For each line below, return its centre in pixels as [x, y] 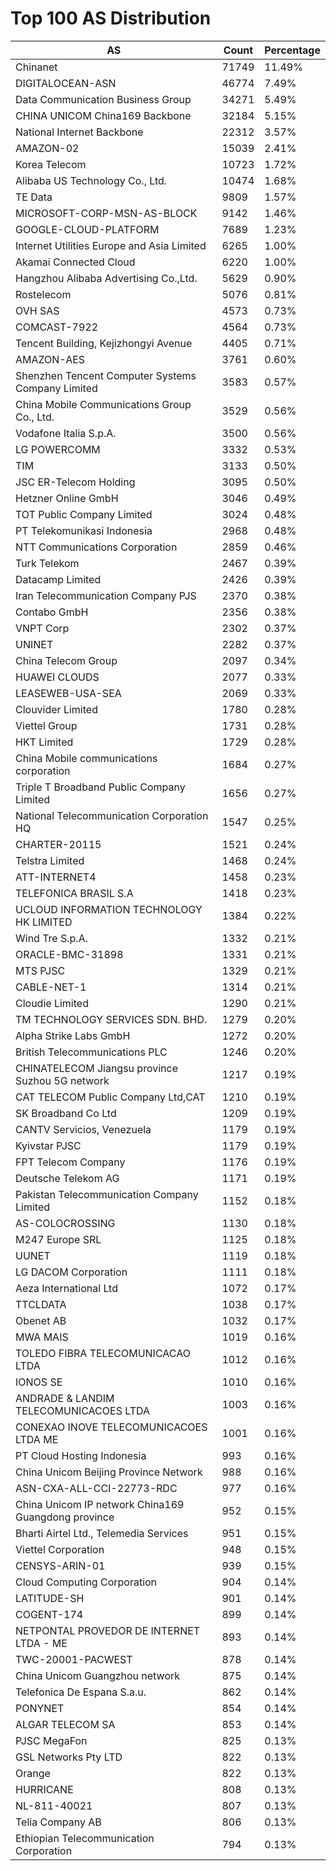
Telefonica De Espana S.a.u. [81, 1692]
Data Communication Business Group [103, 99]
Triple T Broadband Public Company [100, 787]
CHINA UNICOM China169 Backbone [103, 115]
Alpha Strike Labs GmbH [73, 1035]
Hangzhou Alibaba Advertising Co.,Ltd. [106, 278]
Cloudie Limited [52, 1003]
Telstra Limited [50, 860]
